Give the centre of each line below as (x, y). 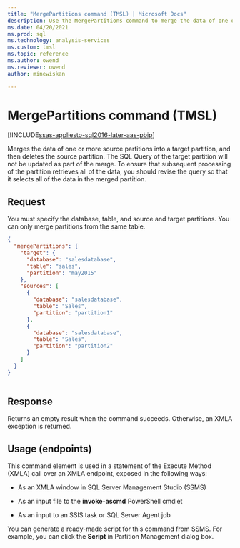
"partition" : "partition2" (73, 346)
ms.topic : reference (38, 54)
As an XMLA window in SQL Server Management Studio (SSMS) (112, 487)
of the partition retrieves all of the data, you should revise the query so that (118, 171)
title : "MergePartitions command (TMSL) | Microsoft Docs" (97, 14)
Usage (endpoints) (50, 448)
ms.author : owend (33, 61)
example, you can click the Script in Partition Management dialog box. (111, 537)
